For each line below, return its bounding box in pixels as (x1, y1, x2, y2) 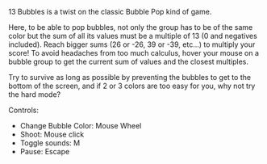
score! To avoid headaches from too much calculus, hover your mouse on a (8, 48, 260, 57)
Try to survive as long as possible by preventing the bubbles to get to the (8, 73, 252, 82)
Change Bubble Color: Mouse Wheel (19, 121, 142, 130)
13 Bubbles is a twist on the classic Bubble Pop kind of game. (8, 7, 212, 16)
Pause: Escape (19, 147, 70, 156)
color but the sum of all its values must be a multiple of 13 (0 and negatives (8, 32, 258, 40)
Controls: (8, 105, 39, 115)
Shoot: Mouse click (19, 129, 85, 139)
